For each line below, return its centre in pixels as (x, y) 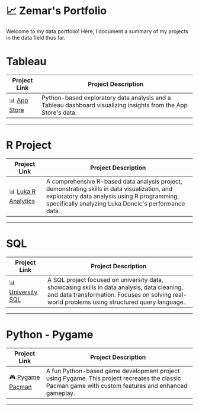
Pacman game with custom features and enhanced (117, 386)
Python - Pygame (50, 334)
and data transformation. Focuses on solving (109, 294)
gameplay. (60, 393)
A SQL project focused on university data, (105, 280)
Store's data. (59, 113)
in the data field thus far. (36, 37)
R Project (29, 145)
